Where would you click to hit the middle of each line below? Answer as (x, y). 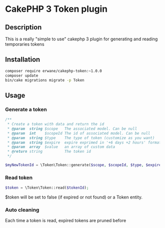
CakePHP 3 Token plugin (56, 9)
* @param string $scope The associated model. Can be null (72, 129)
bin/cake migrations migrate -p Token (45, 80)
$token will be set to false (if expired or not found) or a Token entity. (74, 197)
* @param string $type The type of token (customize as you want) (81, 138)
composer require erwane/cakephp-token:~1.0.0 (54, 71)
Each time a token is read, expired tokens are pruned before (66, 221)
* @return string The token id (49, 152)
